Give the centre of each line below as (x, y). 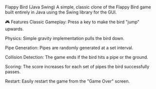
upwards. (14, 29)
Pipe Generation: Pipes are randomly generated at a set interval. (69, 48)
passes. (13, 72)
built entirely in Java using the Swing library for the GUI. (61, 12)
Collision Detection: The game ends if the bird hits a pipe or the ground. (77, 57)
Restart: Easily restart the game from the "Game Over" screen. (68, 81)
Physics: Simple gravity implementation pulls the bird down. (65, 38)
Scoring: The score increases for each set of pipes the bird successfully (77, 67)
